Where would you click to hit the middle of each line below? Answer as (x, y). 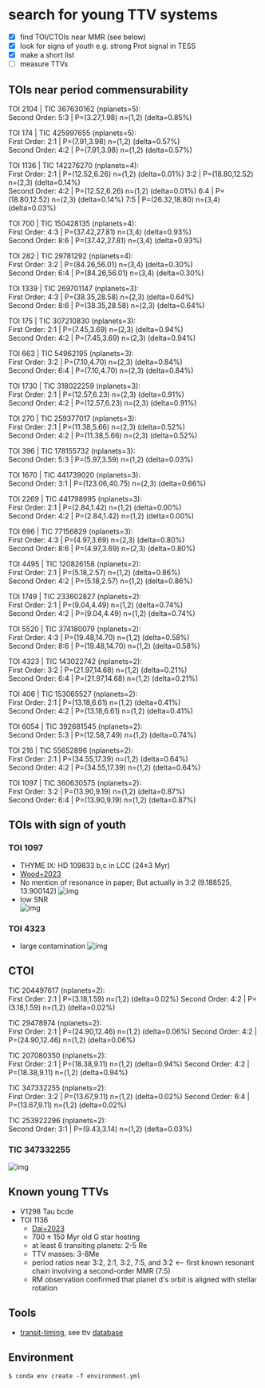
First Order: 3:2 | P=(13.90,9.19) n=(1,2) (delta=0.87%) (97, 791)
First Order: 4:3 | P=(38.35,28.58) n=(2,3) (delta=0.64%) (101, 297)
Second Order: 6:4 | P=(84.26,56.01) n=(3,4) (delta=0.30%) (106, 273)
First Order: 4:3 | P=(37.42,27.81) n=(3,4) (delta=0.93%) (100, 232)
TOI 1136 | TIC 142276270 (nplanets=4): (74, 165)
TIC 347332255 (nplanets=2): (57, 1088)
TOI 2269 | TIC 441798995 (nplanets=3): (75, 499)
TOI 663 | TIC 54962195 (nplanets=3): (71, 353)
